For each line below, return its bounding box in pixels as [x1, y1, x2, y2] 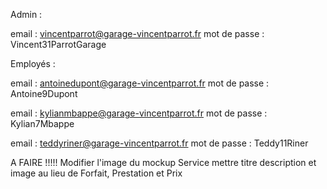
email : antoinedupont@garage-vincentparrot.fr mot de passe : [10, 77, 270, 89]
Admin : [10, 9, 43, 20]
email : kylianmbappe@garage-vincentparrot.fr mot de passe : [10, 107, 268, 119]
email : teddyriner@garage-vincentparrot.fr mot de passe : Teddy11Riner [10, 137, 309, 149]
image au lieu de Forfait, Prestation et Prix [10, 167, 183, 179]
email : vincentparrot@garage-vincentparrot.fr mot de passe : [10, 28, 265, 39]
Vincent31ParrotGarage [10, 39, 107, 50]
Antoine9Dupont [10, 88, 78, 99]
